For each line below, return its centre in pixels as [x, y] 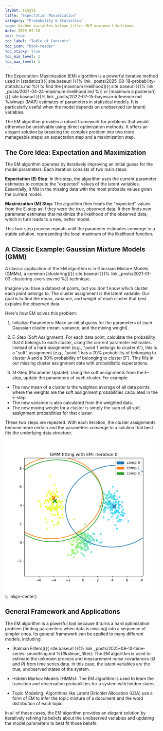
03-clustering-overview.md [32, 279]
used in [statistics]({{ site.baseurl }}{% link [48, 81]
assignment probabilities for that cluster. [53, 413]
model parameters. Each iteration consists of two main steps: [66, 169]
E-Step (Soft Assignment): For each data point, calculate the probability [84, 337]
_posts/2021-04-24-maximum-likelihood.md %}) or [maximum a [69, 91]
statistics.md [18, 86]
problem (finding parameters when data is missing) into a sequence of [75, 628]
